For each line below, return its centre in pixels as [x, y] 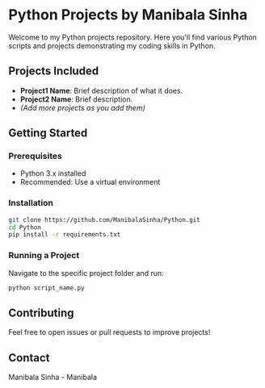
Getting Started [48, 134]
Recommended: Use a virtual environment [90, 182]
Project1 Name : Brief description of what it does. [101, 90]
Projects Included [54, 71]
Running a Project [44, 256]
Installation [31, 203]
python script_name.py [46, 288]
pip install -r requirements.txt [65, 235]
